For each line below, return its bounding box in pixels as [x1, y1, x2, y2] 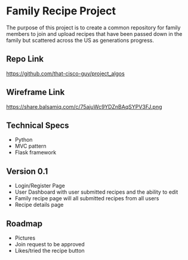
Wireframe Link [6, 87, 65, 97]
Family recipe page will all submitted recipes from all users [14, 195, 159, 202]
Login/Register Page [14, 182, 66, 189]
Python [14, 136, 33, 143]
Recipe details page [14, 201, 64, 209]
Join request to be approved [14, 241, 85, 247]
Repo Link [6, 54, 44, 64]
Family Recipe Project [6, 4, 116, 18]
